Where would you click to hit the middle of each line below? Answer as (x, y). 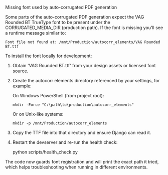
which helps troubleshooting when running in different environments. (76, 167)
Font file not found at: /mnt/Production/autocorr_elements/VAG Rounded (83, 42)
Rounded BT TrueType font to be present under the (58, 22)
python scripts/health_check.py (45, 152)
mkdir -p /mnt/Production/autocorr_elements (60, 123)
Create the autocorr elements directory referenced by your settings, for (86, 80)
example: (22, 86)
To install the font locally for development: (49, 56)
